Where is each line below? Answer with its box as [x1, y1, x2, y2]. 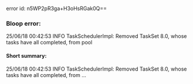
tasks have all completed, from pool [6, 39, 93, 46]
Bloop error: [6, 19, 41, 27]
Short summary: [6, 52, 47, 59]
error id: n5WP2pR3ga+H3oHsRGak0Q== [6, 5, 107, 12]
